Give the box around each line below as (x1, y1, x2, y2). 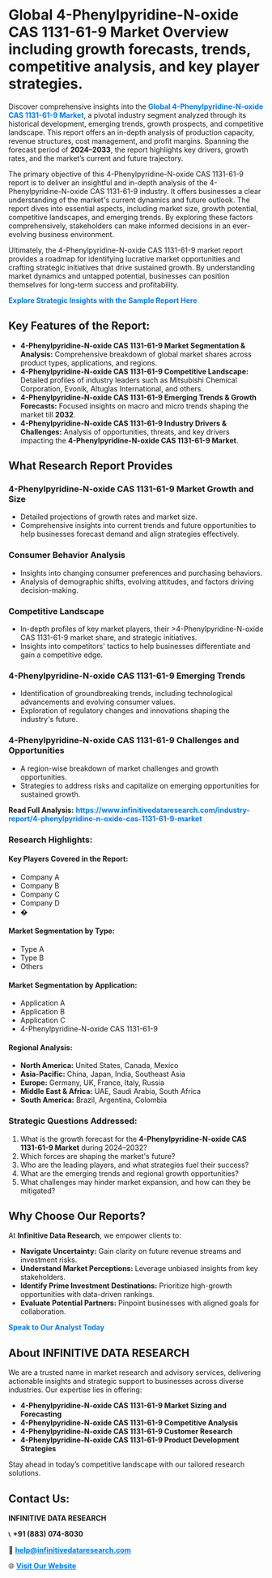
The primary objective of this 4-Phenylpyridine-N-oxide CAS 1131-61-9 (8, 169, 244, 179)
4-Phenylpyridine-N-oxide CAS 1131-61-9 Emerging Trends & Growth (19, 392, 257, 402)
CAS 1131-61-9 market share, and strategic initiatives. (19, 633, 198, 642)
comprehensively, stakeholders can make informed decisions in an (8, 221, 231, 231)
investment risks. (19, 1255, 78, 1265)
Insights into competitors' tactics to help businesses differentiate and (19, 642, 251, 651)
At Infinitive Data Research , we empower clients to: (8, 1230, 182, 1240)
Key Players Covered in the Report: (8, 854, 129, 864)
